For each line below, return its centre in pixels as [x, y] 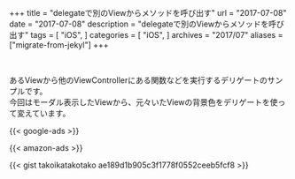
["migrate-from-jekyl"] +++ [59, 45]
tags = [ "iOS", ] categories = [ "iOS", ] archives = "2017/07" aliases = [157, 35]
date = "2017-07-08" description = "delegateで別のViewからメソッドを [139, 24]
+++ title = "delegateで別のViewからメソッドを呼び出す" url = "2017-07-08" [148, 13]
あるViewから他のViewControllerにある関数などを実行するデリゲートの [138, 80]
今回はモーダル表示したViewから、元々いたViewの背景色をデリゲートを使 [144, 102]
